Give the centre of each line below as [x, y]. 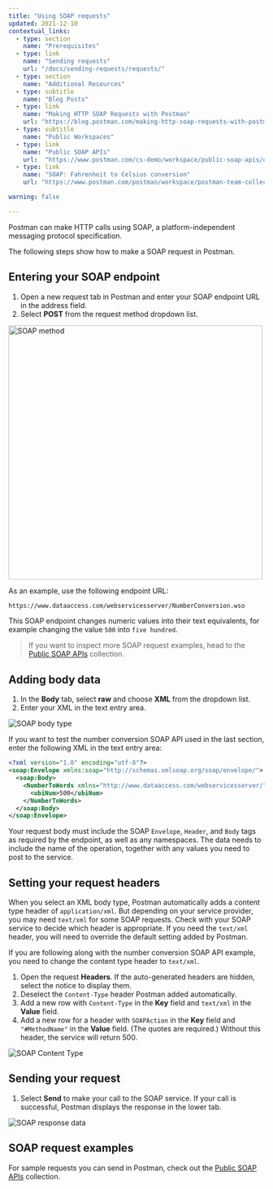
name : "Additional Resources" [74, 84]
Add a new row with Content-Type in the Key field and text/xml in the [136, 1003]
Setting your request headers [84, 883]
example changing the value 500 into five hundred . [93, 630]
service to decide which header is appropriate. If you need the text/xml [128, 928]
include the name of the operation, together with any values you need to [129, 848]
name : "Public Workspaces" [69, 137]
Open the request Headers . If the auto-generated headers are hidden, [138, 977]
